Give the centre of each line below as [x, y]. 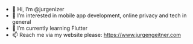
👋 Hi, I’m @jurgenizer [38, 9]
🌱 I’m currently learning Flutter [50, 28]
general [21, 22]
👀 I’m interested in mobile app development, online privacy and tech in [99, 15]
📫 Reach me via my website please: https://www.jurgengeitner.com [96, 35]
